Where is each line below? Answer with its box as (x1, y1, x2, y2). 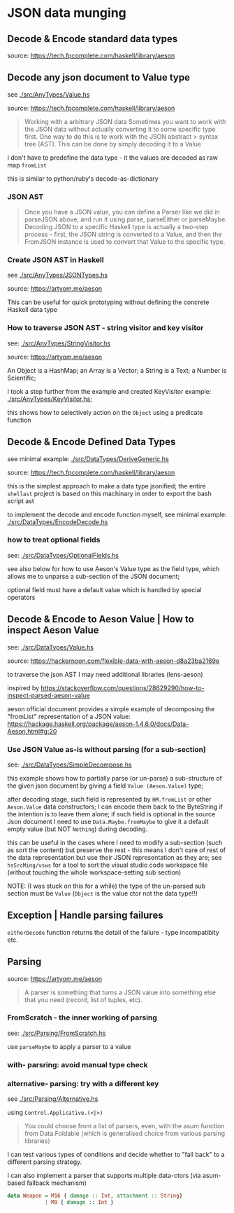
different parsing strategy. (7, 1158, 82, 1166)
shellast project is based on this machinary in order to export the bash (7, 489, 212, 498)
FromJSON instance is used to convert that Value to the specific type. (24, 238, 226, 246)
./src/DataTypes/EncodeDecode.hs (7, 517, 108, 526)
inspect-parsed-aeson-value (7, 691, 90, 699)
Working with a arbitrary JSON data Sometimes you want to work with (24, 117, 226, 125)
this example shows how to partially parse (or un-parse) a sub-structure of (7, 774, 222, 782)
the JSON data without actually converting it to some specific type (24, 125, 216, 133)
